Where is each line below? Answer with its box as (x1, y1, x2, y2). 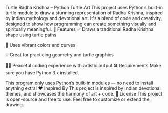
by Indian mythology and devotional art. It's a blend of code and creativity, (5, 15, 162, 21)
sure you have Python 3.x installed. (5, 70, 79, 76)
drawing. (5, 102, 24, 107)
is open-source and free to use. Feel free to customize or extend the (5, 96, 150, 102)
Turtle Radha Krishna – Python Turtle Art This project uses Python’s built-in (5, 5, 163, 10)
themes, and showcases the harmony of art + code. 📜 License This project (5, 91, 163, 97)
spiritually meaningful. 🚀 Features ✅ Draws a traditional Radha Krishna (5, 26, 154, 32)
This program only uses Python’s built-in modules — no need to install (5, 80, 153, 86)
